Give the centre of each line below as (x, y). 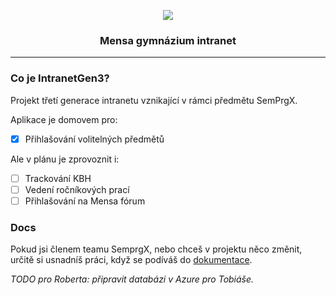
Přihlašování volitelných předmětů (94, 139)
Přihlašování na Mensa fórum (85, 201)
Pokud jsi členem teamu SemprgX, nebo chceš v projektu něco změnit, (156, 249)
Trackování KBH (58, 178)
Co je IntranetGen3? (60, 78)
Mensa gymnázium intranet (168, 40)
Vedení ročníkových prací (77, 189)
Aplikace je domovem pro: (64, 119)
